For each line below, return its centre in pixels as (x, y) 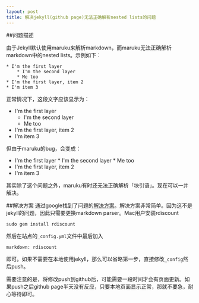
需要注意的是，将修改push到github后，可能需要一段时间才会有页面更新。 (96, 279)
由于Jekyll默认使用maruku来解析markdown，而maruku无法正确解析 (89, 48)
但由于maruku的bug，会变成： (44, 148)
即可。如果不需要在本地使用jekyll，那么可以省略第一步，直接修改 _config (95, 259)
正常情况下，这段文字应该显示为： (48, 99)
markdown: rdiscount (32, 247)
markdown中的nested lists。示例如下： (54, 55)
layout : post (22, 12)
